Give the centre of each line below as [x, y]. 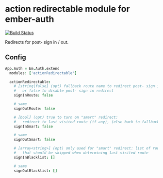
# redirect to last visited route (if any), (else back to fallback [87, 122]
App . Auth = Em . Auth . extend [32, 68]
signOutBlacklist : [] [35, 171]
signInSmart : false [33, 126]
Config [16, 57]
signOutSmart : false [34, 140]
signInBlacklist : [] [34, 157]
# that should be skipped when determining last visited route [81, 153]
